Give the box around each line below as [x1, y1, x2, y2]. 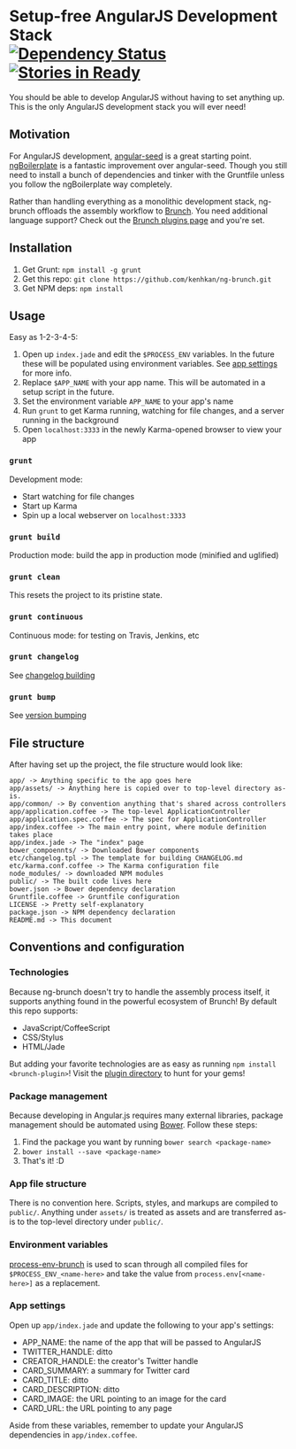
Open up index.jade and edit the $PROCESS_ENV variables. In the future [21, 349, 276, 360]
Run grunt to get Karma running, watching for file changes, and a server [21, 406, 285, 416]
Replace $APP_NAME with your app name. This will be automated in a [21, 377, 266, 388]
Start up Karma [21, 500, 78, 511]
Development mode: [9, 474, 83, 484]
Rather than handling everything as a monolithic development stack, [9, 196, 257, 206]
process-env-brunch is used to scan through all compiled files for [9, 1259, 248, 1269]
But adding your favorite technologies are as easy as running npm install [9, 1058, 277, 1069]
